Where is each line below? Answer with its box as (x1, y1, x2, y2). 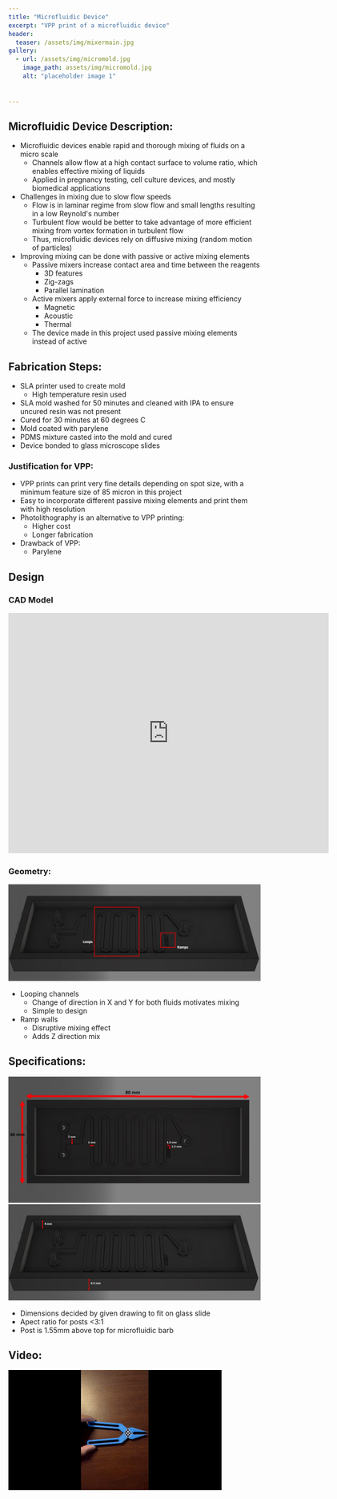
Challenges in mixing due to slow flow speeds (19, 192, 171, 202)
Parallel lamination (43, 285, 105, 296)
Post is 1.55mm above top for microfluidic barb (19, 1325, 175, 1335)
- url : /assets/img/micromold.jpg (15, 55, 130, 63)
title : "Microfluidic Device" (8, 13, 110, 21)
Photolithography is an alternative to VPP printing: (19, 513, 185, 522)
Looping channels (19, 989, 79, 998)
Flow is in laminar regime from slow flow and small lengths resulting (31, 200, 255, 210)
